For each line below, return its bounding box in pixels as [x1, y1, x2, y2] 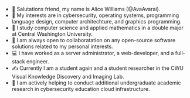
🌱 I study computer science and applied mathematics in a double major [11, 24, 184, 31]
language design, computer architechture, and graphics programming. [11, 18, 182, 25]
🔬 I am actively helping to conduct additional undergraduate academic [11, 79, 181, 86]
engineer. [26, 58, 49, 65]
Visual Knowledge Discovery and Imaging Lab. [11, 73, 124, 80]
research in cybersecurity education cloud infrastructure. [11, 86, 151, 92]
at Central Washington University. [11, 31, 93, 38]
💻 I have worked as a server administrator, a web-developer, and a [11, 50, 174, 56]
